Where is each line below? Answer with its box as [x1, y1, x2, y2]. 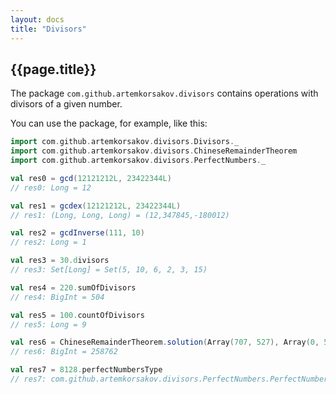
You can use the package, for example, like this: [10, 117, 208, 130]
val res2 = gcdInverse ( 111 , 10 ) [10, 228, 145, 238]
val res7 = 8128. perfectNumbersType [10, 365, 163, 375]
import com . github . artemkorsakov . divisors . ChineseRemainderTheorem [10, 146, 298, 156]
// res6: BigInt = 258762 [10, 347, 118, 357]
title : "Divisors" [10, 24, 87, 34]
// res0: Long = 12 [10, 182, 92, 193]
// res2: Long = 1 [10, 237, 87, 248]
